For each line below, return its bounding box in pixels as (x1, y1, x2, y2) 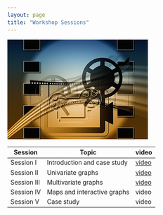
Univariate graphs (46, 168, 98, 176)
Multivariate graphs (46, 178, 103, 186)
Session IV (10, 188, 41, 196)
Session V (10, 197, 40, 206)
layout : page (7, 11, 46, 18)
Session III (10, 178, 41, 186)
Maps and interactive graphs (46, 188, 130, 196)
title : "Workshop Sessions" (7, 18, 90, 26)
